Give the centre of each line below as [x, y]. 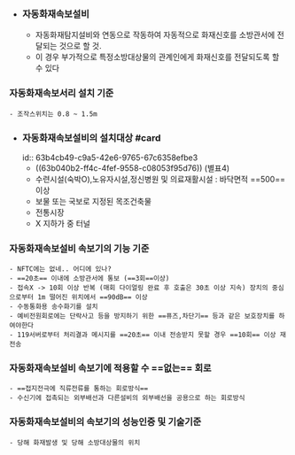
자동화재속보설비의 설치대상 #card [91, 137]
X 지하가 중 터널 [63, 223]
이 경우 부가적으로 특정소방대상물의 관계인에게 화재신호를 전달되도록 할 [157, 57]
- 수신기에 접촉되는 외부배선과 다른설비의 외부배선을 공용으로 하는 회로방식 [127, 398]
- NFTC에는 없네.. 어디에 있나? [61, 269]
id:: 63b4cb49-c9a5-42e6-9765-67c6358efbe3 [110, 158]
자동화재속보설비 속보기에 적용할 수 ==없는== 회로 [110, 368]
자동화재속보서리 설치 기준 [62, 93]
